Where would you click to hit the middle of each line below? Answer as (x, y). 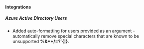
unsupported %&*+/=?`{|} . (41, 41)
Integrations (18, 7)
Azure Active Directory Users (36, 18)
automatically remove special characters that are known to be (76, 36)
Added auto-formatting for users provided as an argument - (74, 31)
